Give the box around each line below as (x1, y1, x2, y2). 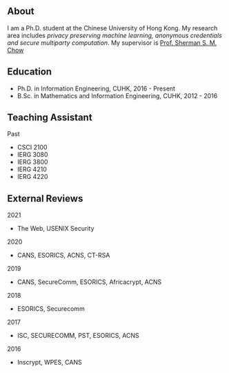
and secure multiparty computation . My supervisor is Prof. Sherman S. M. (7, 38, 217, 47)
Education (7, 66, 52, 78)
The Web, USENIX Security (17, 224, 94, 233)
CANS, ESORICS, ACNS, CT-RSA (17, 251, 110, 260)
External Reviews (7, 193, 83, 204)
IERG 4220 (17, 173, 48, 181)
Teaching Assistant (7, 112, 92, 124)
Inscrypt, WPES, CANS (17, 358, 82, 367)
